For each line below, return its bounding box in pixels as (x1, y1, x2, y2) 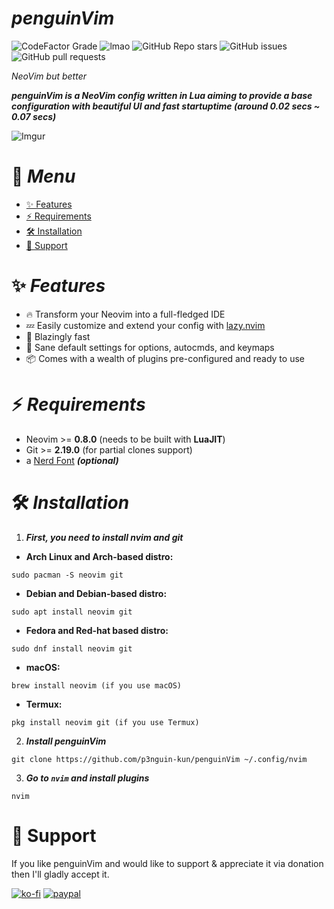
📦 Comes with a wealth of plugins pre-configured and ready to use (25, 352, 305, 364)
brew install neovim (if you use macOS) (11, 680, 183, 691)
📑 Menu (11, 165, 76, 188)
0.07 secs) (11, 110, 57, 122)
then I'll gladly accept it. (11, 868, 110, 880)
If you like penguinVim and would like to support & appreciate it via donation (11, 857, 324, 869)
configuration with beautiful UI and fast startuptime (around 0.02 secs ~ (11, 100, 321, 112)
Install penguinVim (25, 735, 107, 747)
